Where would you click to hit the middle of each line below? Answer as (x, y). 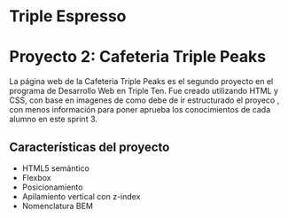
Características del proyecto (90, 147)
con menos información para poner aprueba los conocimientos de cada (140, 110)
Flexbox (36, 177)
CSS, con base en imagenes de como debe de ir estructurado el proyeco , (144, 100)
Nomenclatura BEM (57, 206)
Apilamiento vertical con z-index (81, 196)
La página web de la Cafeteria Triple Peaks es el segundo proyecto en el (141, 82)
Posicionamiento (52, 187)
